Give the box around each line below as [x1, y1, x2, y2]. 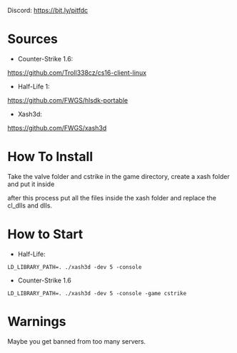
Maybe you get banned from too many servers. [7, 337, 146, 345]
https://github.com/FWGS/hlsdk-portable [7, 96, 128, 104]
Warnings [7, 314, 66, 329]
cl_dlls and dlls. [7, 201, 52, 210]
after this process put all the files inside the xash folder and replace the [7, 193, 216, 202]
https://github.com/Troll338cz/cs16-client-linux [7, 68, 147, 77]
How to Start [7, 226, 84, 242]
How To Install [7, 149, 94, 165]
